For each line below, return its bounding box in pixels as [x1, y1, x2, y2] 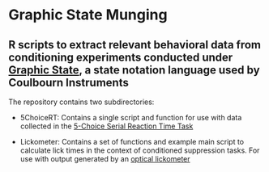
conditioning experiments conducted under [8, 50, 233, 64]
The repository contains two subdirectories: [8, 97, 155, 107]
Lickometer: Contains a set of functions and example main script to [19, 137, 245, 146]
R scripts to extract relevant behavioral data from [8, 38, 262, 52]
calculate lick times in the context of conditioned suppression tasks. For [19, 145, 260, 155]
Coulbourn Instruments [8, 75, 130, 90]
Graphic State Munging [8, 6, 168, 24]
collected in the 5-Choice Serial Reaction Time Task [19, 121, 194, 131]
